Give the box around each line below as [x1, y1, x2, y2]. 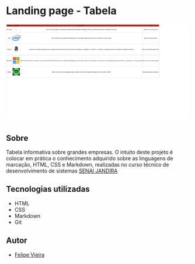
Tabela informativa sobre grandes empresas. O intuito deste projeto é [6, 148, 173, 156]
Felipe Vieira [14, 251, 45, 258]
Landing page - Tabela [6, 4, 117, 18]
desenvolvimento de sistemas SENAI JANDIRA [6, 167, 118, 174]
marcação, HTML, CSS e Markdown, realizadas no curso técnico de [6, 161, 169, 168]
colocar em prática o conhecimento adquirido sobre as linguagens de [6, 155, 173, 162]
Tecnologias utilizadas [6, 184, 90, 194]
